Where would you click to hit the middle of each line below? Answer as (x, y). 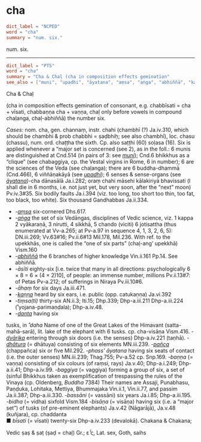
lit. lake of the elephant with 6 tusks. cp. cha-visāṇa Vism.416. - (116, 332)
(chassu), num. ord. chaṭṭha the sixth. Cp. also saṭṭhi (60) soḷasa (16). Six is (98, 143)
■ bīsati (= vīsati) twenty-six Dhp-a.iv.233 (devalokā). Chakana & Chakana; (99, 421)
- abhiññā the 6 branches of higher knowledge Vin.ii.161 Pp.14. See (96, 256)
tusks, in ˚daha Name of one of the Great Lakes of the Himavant (85, 325)
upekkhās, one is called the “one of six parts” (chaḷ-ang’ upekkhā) (96, 243)
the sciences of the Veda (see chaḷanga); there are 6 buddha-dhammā (93, 168)
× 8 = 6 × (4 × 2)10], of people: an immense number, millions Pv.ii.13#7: (103, 275)
